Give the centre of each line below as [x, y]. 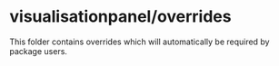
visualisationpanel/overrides [120, 17]
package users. [39, 51]
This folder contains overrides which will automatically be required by [139, 42]
